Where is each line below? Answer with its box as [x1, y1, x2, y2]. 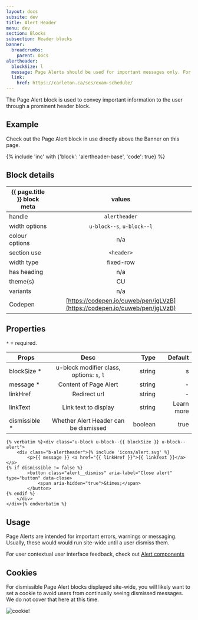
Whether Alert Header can [52, 417, 125, 425]
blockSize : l [11, 63, 44, 70]
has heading [9, 267, 44, 276]
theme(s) [9, 277, 35, 285]
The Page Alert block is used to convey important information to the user [6, 96, 183, 103]
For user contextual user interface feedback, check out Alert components [6, 550, 184, 558]
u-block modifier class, [55, 364, 121, 372]
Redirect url [72, 390, 104, 399]
